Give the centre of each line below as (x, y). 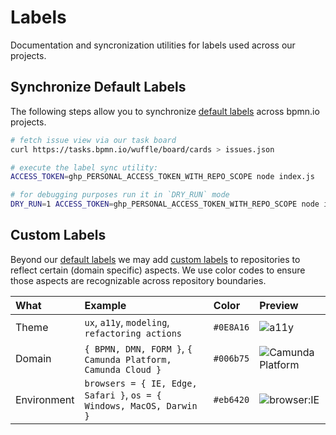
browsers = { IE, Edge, (141, 383)
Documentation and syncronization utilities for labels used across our (153, 45)
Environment (45, 399)
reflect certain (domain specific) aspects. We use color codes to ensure (158, 270)
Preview (279, 305)
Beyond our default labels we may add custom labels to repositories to (155, 259)
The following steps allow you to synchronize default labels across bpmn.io (165, 111)
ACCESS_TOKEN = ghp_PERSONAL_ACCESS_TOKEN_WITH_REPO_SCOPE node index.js (162, 177)
